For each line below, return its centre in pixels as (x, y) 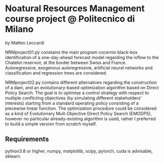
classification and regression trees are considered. (56, 73)
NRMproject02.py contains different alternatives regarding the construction (81, 82)
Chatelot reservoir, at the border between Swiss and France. (66, 62)
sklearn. (13, 156)
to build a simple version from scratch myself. (51, 124)
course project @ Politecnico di (70, 19)
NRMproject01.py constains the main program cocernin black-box (71, 52)
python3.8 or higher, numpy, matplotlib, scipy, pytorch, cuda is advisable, (79, 151)
